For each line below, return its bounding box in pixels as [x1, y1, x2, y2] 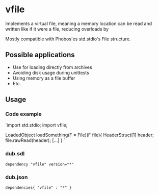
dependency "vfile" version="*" [5, 162, 74, 167]
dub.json [5, 174, 28, 181]
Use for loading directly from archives [12, 64, 93, 70]
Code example [5, 111, 42, 118]
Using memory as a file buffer [12, 75, 75, 81]
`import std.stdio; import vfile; [5, 122, 68, 128]
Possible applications [5, 51, 75, 59]
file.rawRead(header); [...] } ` [5, 137, 65, 143]
